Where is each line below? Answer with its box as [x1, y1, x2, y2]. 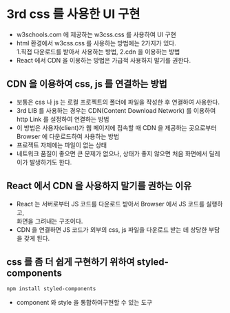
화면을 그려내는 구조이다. [16, 217, 83, 225]
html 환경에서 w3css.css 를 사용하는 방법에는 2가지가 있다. [16, 39, 176, 47]
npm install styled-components [6, 285, 96, 292]
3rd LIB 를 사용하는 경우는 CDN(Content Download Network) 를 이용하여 [16, 106, 216, 114]
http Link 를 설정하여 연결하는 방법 [16, 115, 109, 123]
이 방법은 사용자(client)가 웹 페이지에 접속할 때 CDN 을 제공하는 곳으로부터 [16, 123, 217, 131]
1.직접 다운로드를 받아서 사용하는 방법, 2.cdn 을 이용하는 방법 [16, 47, 180, 56]
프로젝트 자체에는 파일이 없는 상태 [16, 140, 107, 149]
